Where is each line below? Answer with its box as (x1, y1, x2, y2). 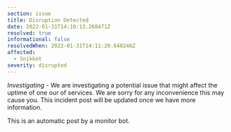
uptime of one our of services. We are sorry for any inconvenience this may (7, 88, 225, 97)
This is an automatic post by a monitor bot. (7, 116, 131, 125)
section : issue (7, 10, 52, 17)
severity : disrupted (7, 62, 68, 69)
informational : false (7, 36, 70, 43)
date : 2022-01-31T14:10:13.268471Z (7, 23, 111, 30)
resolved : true (7, 29, 52, 37)
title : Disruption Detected (7, 17, 89, 24)
